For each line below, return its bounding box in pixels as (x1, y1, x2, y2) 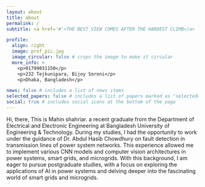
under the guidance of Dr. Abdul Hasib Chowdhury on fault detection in (6, 135, 185, 142)
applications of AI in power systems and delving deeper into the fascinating (6, 167, 196, 174)
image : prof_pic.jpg (12, 48, 64, 55)
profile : (6, 37, 29, 43)
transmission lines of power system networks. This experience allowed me (6, 141, 194, 149)
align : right (12, 43, 45, 49)
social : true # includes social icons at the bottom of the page (6, 99, 176, 105)
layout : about (6, 9, 43, 15)
